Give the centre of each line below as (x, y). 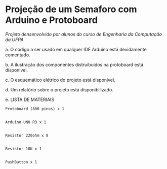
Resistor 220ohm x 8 (27, 136)
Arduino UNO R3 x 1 (26, 122)
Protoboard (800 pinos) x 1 (35, 109)
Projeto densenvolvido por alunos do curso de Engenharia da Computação (83, 34)
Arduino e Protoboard (51, 20)
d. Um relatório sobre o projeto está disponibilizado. (59, 89)
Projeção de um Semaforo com (71, 9)
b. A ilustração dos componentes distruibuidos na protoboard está (74, 64)
